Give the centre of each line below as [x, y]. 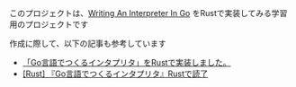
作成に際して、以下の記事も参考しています [88, 43]
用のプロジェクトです [49, 24]
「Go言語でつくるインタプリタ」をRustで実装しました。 [126, 62]
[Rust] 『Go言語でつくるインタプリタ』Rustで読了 [115, 74]
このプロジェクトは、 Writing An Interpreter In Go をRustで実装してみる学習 [148, 13]
